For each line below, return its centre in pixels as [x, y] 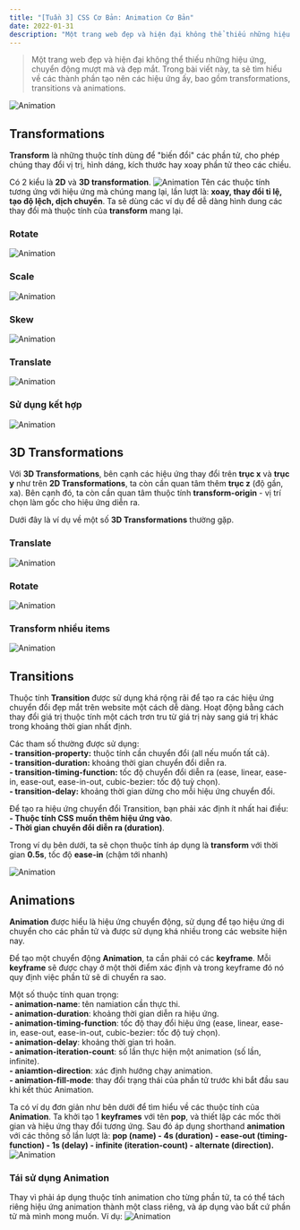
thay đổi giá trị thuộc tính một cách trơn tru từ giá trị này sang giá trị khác [144, 717]
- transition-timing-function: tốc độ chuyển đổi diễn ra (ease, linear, [137, 772]
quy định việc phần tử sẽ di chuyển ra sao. [88, 977]
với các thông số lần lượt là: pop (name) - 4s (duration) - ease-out [132, 1135]
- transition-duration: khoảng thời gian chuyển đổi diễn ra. [118, 763]
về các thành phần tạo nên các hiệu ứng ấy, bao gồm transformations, [161, 79]
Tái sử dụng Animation [60, 1177]
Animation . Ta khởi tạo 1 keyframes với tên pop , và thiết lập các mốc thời [145, 1117]
